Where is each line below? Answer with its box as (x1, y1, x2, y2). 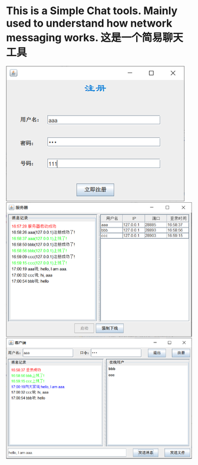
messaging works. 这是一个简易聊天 (6, 31, 184, 45)
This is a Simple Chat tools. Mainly (6, 4, 178, 18)
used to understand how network (6, 17, 173, 30)
